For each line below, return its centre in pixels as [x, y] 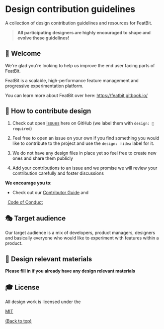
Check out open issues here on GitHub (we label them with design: [81, 123]
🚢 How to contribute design [48, 111]
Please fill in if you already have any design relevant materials [70, 271]
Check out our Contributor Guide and [50, 192]
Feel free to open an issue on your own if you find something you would [86, 138]
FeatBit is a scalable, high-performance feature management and [72, 80]
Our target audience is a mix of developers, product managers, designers [80, 233]
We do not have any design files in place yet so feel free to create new [84, 153]
